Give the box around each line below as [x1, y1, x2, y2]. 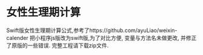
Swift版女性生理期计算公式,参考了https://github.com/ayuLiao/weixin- [6, 27, 178, 34]
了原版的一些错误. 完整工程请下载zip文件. [6, 42, 109, 49]
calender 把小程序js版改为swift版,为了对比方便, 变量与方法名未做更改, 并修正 [6, 34, 197, 41]
